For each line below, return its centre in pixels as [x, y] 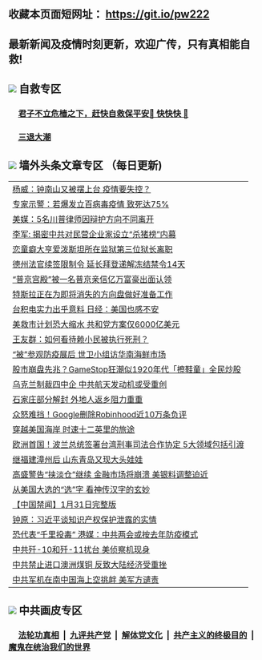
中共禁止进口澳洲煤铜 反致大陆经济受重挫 [90, 565]
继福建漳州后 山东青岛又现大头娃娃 [78, 459]
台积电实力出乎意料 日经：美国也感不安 [86, 309]
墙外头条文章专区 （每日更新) [91, 165]
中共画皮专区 [50, 611]
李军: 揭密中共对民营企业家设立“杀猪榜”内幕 [94, 234]
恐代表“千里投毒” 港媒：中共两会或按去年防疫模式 [105, 534]
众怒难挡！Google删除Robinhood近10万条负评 [100, 414]
